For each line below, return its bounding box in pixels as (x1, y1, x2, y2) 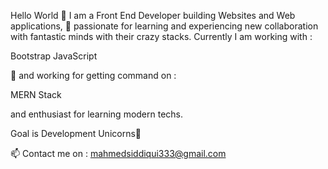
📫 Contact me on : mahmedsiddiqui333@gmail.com (10, 148, 227, 159)
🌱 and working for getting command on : (10, 70, 177, 81)
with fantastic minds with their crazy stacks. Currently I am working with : (10, 31, 313, 42)
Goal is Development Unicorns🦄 (10, 128, 142, 139)
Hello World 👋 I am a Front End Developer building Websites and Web (10, 10, 296, 21)
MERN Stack (10, 89, 62, 100)
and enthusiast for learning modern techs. (10, 108, 184, 120)
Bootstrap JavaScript (10, 50, 98, 62)
